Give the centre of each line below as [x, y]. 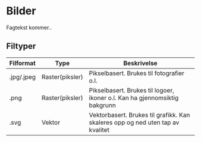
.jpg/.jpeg [22, 77]
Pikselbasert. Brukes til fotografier [137, 73]
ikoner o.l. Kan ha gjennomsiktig [134, 98]
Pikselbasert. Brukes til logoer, [132, 90]
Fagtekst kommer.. [29, 27]
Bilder [21, 11]
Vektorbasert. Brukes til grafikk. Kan [139, 115]
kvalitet [99, 129]
